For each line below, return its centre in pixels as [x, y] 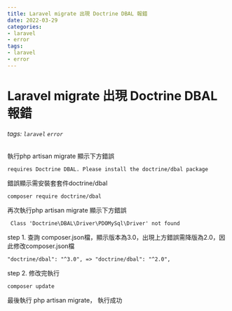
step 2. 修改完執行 [34, 273]
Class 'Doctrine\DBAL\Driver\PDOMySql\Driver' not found [95, 224]
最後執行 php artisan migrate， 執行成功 [65, 301]
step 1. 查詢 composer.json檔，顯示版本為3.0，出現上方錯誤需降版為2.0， [113, 238]
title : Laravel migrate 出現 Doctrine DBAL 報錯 [77, 14]
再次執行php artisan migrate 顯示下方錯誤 [67, 210]
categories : [25, 27]
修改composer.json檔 [44, 246]
